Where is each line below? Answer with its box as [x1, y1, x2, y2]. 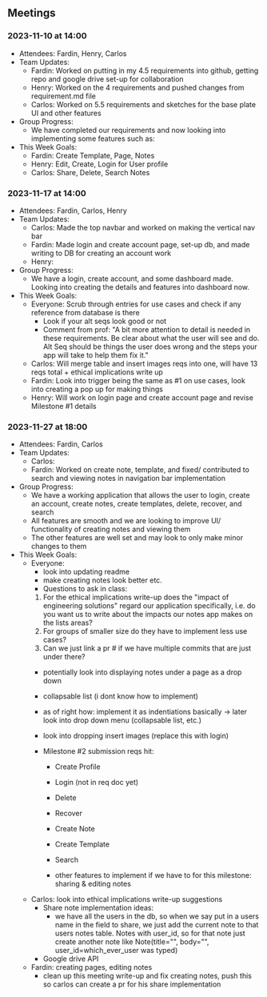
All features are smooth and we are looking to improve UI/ [30, 516, 221, 526]
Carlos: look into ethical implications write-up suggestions [30, 895, 223, 904]
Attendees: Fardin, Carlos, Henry [18, 206, 127, 215]
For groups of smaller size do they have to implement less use [42, 627, 248, 636]
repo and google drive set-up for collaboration [30, 74, 185, 83]
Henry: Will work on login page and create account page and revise [30, 392, 253, 402]
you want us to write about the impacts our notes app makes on [42, 610, 253, 619]
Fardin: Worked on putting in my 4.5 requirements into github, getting [30, 66, 259, 75]
